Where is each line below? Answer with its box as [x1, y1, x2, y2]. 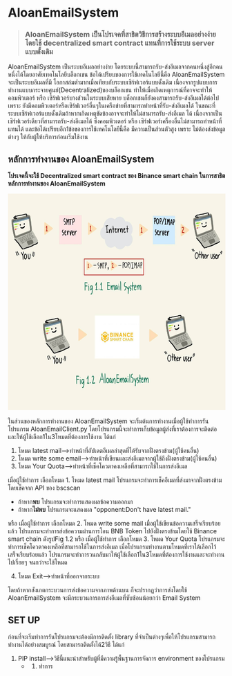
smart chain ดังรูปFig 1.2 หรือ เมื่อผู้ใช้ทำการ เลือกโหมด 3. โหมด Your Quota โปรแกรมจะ [8, 535, 226, 543]
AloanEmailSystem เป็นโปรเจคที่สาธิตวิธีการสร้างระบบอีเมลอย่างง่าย [24, 30, 216, 39]
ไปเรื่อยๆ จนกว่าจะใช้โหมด [8, 558, 68, 567]
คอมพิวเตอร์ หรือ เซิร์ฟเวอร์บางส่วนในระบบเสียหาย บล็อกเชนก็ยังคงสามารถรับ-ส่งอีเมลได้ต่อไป [8, 94, 220, 102]
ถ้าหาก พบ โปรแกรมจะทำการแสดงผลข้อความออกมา [17, 497, 133, 506]
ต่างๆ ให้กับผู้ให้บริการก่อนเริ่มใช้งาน [8, 133, 88, 141]
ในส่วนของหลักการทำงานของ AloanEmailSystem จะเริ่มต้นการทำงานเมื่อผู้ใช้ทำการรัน [8, 417, 209, 425]
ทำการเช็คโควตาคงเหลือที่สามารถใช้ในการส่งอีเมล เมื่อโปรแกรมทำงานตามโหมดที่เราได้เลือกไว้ [8, 542, 217, 551]
